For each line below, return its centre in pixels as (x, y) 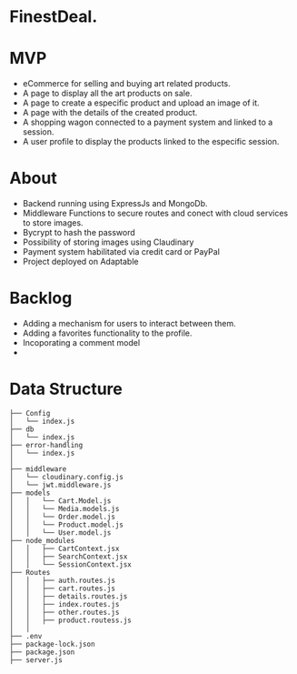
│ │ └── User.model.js (60, 533)
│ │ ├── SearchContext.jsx (69, 557)
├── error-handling (46, 445)
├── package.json (42, 652)
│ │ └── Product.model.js (67, 525)
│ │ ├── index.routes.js (64, 604)
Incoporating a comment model (81, 342)
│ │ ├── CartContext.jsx (64, 548)
